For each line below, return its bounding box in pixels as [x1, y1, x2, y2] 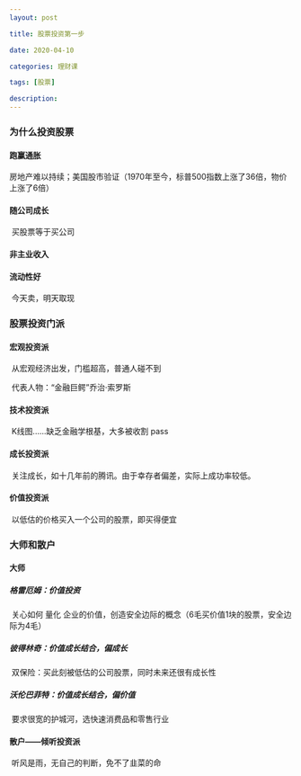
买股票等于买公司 [11, 227, 75, 237]
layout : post [9, 13, 58, 22]
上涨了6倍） [9, 183, 54, 193]
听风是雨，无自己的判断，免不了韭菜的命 [11, 757, 162, 769]
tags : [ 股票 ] [9, 78, 56, 87]
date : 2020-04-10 [9, 46, 75, 55]
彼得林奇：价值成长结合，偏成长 [9, 642, 128, 653]
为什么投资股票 [9, 125, 75, 138]
